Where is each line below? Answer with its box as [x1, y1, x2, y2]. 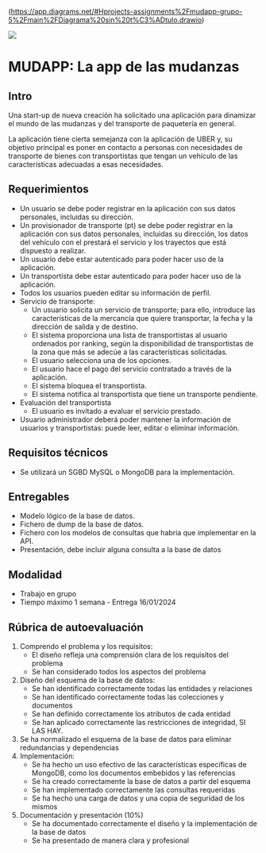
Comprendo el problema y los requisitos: [19, 642, 153, 651]
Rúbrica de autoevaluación [8, 620, 145, 634]
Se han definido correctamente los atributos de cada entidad [31, 709, 231, 719]
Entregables [8, 490, 70, 504]
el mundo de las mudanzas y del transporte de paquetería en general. [8, 119, 237, 128]
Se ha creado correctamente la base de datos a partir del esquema [31, 777, 251, 786]
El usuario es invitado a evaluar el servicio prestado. [31, 406, 202, 415]
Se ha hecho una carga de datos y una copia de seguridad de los [31, 793, 245, 803]
